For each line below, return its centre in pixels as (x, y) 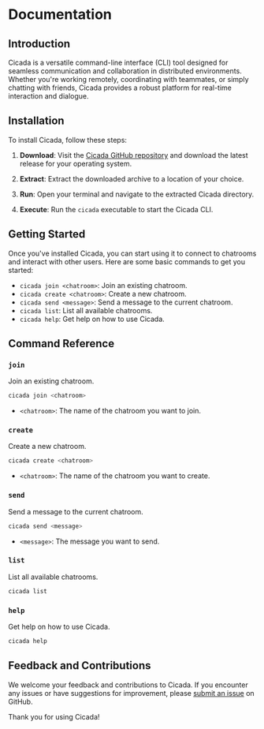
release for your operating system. (76, 163)
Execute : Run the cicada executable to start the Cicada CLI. (116, 209)
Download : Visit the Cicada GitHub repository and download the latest (134, 155)
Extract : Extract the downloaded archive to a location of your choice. (132, 178)
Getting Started (47, 234)
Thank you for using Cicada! (54, 716)
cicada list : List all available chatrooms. (86, 310)
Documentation (60, 15)
